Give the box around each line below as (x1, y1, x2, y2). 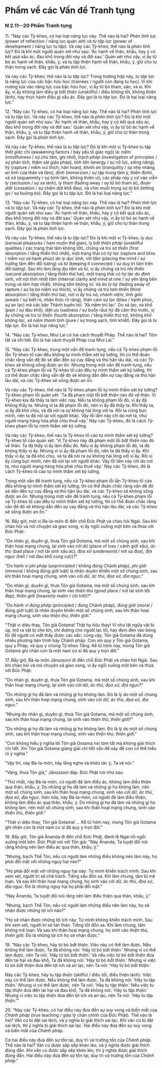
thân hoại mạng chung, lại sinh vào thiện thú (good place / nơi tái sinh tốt (5, 588, 150, 594)
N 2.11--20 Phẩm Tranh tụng (5, 22, 72, 29)
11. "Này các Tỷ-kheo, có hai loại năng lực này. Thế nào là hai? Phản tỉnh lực (5, 33, 156, 39)
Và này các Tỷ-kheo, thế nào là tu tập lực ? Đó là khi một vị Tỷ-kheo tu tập (5, 144, 151, 150)
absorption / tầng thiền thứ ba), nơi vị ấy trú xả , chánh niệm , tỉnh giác (5, 292, 144, 298)
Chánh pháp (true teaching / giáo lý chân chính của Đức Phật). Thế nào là (5, 1012, 152, 1018)
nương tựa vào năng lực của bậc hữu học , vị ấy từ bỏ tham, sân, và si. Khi (5, 84, 151, 90)
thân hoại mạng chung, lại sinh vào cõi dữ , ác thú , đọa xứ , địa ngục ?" (5, 682, 144, 688)
